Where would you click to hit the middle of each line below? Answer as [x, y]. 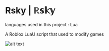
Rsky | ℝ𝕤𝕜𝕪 [30, 11]
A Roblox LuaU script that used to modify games [54, 34]
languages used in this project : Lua [41, 24]
